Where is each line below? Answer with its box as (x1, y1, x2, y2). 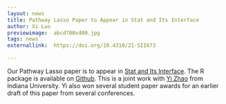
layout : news (7, 10, 45, 17)
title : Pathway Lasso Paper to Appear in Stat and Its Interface (7, 17, 199, 23)
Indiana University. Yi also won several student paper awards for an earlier (7, 82, 219, 90)
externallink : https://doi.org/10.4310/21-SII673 (7, 42, 156, 49)
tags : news (7, 36, 39, 43)
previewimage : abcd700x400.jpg (7, 29, 100, 37)
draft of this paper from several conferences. (7, 89, 135, 97)
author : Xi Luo (7, 23, 51, 30)
